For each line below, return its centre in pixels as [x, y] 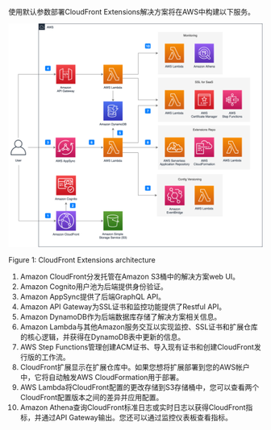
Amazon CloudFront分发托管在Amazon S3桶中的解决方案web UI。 [130, 276]
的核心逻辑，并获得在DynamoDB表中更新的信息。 [102, 337]
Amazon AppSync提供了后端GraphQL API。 [92, 296]
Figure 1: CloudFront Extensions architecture [82, 259]
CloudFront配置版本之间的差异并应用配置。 [92, 397]
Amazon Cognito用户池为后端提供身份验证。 [94, 286]
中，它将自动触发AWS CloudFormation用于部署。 [102, 377]
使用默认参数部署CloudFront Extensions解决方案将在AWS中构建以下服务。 [132, 12]
